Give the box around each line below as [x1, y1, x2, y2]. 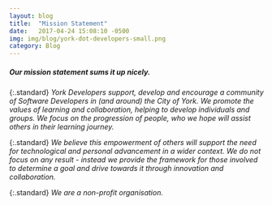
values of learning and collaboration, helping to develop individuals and [9, 105, 250, 114]
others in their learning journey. [9, 122, 114, 132]
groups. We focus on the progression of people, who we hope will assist [9, 113, 251, 123]
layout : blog [9, 11, 54, 20]
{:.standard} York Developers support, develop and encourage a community [9, 88, 265, 97]
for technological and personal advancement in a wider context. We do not [9, 147, 261, 156]
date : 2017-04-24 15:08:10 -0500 [9, 27, 130, 35]
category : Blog [9, 42, 61, 50]
